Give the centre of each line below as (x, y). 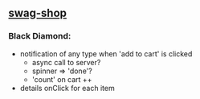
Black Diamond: (40, 36)
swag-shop (37, 13)
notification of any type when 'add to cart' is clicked (106, 54)
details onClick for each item (67, 88)
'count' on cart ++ (62, 79)
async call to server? (66, 62)
